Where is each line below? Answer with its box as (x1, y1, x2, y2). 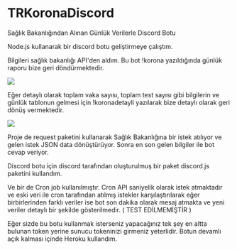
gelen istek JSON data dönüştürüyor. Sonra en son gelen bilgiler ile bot (7, 140, 215, 148)
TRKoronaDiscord (7, 5, 115, 21)
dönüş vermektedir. (7, 105, 65, 114)
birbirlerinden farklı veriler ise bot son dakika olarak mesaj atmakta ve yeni (7, 197, 225, 207)
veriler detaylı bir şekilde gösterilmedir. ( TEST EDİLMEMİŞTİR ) (7, 205, 192, 214)
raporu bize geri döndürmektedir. (7, 63, 104, 72)
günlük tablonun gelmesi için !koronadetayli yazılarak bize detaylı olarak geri (7, 98, 231, 107)
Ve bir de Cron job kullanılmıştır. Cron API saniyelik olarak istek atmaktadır (7, 183, 223, 191)
